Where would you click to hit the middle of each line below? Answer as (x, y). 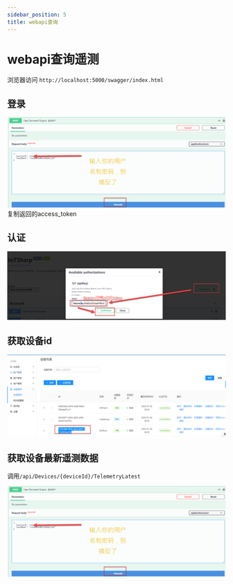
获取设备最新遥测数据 (53, 458)
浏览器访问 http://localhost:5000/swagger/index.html (86, 80)
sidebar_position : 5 (37, 15)
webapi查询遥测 (53, 59)
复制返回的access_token (42, 214)
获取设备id (29, 341)
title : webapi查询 (33, 22)
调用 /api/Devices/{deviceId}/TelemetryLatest (74, 476)
